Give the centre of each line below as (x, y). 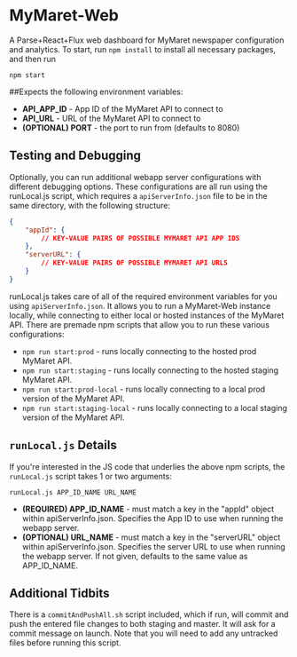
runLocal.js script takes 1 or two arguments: (91, 476)
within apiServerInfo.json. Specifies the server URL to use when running (153, 546)
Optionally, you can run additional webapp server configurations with (135, 177)
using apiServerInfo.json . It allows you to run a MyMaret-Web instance (140, 305)
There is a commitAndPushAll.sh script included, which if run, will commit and (149, 614)
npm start (27, 75)
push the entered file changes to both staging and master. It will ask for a (143, 624)
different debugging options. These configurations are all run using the (138, 186)
